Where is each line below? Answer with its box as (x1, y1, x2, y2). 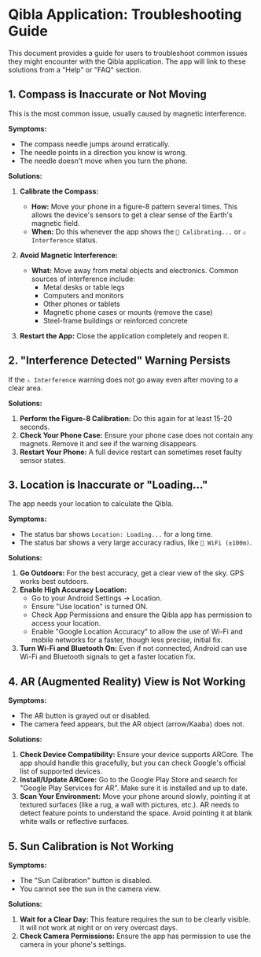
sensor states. (19, 455, 66, 465)
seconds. (19, 422, 50, 431)
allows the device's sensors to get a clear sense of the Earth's (31, 210, 233, 220)
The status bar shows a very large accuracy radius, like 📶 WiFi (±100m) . (19, 538, 252, 548)
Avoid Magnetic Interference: (19, 250, 118, 260)
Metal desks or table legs (42, 282, 125, 292)
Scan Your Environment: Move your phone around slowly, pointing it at (19, 792, 251, 801)
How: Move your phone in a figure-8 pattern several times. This (31, 201, 238, 211)
